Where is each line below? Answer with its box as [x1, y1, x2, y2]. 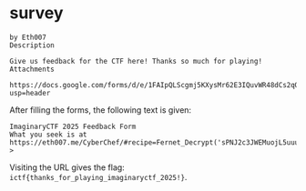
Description [9, 40, 55, 50]
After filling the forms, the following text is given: [9, 104, 192, 116]
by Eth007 [9, 33, 47, 42]
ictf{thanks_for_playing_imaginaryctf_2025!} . [9, 171, 188, 182]
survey [9, 3, 64, 24]
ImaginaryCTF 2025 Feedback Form [9, 122, 137, 131]
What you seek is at [9, 130, 88, 139]
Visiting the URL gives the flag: [9, 162, 125, 173]
